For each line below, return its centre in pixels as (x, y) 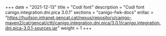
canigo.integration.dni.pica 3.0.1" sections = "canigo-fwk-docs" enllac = (79, 12)
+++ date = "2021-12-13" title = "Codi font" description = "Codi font (75, 7)
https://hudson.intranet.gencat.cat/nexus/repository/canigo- (69, 18)
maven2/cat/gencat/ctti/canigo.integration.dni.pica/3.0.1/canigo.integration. (83, 23)
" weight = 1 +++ (74, 28)
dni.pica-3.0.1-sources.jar (31, 28)
